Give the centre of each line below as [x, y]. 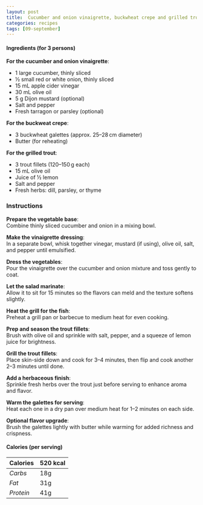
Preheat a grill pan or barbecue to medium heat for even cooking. [88, 317]
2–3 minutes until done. [35, 366]
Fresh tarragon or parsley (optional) [59, 112]
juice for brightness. [31, 341]
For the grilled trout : [32, 153]
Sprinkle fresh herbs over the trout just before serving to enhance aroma [97, 384]
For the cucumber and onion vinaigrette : [58, 62]
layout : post [23, 12]
